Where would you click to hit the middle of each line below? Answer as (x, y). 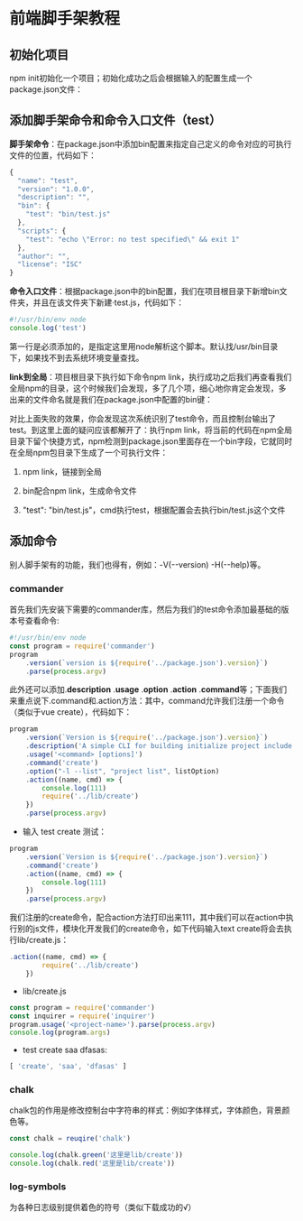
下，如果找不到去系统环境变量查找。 (77, 357)
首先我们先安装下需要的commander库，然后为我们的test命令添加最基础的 (145, 609)
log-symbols (38, 1187)
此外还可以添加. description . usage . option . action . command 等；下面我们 (148, 689)
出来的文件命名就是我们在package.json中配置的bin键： (111, 399)
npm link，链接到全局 (62, 471)
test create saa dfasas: (65, 1050)
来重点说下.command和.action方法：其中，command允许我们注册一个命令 (147, 701)
